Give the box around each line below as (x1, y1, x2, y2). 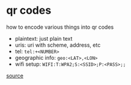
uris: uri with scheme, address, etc (14, 41, 101, 48)
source (6, 72, 24, 79)
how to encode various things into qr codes (6, 23, 114, 31)
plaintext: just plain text (14, 35, 73, 42)
